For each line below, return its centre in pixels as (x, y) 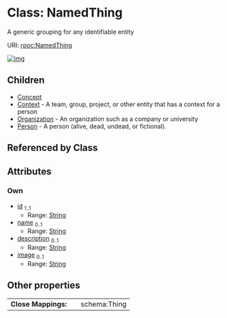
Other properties (44, 285)
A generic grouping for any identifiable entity (71, 32)
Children (26, 80)
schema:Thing (104, 304)
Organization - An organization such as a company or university (107, 119)
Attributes (29, 171)
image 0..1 (31, 256)
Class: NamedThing (65, 13)
